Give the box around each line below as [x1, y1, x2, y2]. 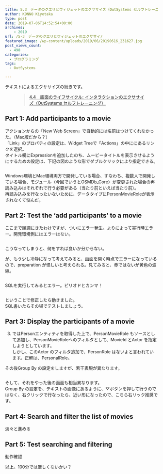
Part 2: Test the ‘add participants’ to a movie [5, 211, 142, 220]
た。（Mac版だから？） [5, 134, 50, 140]
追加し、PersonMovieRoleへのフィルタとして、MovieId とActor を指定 [16, 337, 157, 343]
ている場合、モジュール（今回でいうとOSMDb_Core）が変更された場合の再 [5, 179, 155, 185]
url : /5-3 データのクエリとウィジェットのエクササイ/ [5, 34, 103, 39]
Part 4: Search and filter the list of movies [5, 412, 133, 421]
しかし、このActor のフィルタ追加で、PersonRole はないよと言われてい [12, 349, 154, 355]
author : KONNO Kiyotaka [5, 12, 53, 16]
